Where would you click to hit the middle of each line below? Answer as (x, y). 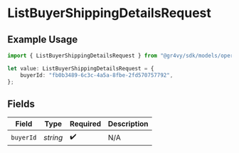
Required (86, 124)
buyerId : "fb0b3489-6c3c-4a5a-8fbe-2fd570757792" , (97, 75)
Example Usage (43, 39)
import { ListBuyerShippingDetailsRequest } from (83, 56)
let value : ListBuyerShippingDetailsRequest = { (81, 68)
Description (128, 124)
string (53, 137)
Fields (21, 104)
